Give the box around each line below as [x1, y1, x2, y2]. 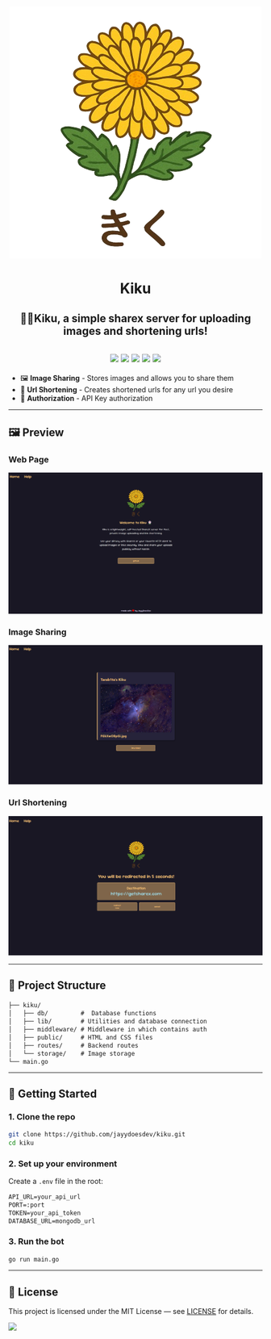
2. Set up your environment [8, 1157, 118, 1169]
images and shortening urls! [63, 324, 208, 337]
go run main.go [8, 1255, 60, 1263]
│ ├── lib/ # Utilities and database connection [8, 1017, 207, 1025]
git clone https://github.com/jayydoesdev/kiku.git [8, 1131, 186, 1139]
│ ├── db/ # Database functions [8, 1009, 157, 1017]
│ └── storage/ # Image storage [8, 1049, 135, 1057]
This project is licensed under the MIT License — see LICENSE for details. [8, 1307, 254, 1316]
